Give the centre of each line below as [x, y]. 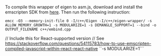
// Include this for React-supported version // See [55, 38]
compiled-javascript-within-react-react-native [51, 49]
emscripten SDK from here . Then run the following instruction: [68, 12]
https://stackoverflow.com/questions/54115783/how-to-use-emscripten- [78, 43]
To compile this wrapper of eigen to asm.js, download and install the [74, 7]
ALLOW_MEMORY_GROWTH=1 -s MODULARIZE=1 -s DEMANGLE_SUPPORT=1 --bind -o [81, 25]
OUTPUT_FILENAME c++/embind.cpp [38, 29]
